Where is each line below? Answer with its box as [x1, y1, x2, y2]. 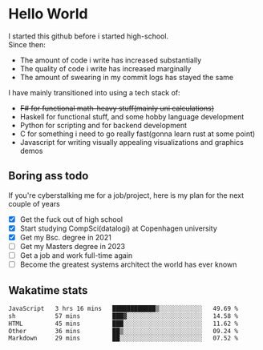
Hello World [8, 5, 88, 23]
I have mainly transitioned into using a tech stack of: [8, 87, 180, 97]
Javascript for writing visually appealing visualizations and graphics [19, 137, 245, 147]
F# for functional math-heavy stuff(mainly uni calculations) [19, 103, 215, 113]
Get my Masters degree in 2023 [19, 241, 126, 251]
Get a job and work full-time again [19, 251, 133, 260]
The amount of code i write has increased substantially [19, 55, 202, 65]
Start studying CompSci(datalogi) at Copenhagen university [19, 223, 218, 233]
